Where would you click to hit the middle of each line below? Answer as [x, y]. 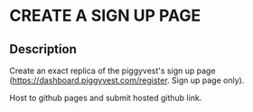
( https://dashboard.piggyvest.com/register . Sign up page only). [127, 80]
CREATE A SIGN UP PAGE [105, 16]
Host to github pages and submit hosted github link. [106, 98]
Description [43, 49]
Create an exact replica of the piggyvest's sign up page [112, 70]
